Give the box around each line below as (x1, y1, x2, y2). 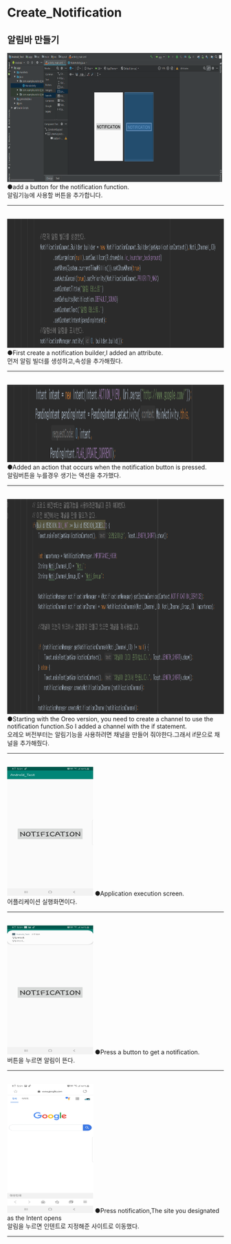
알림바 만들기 (7, 34, 60, 45)
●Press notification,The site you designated (94, 1207, 220, 1214)
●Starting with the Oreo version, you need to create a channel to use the (7, 715, 214, 723)
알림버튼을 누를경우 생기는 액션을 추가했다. (7, 471, 122, 479)
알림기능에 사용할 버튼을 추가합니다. (7, 191, 103, 199)
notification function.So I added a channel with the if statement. (7, 722, 187, 730)
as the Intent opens (7, 1214, 62, 1222)
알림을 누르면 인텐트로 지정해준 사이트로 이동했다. (7, 1222, 140, 1230)
